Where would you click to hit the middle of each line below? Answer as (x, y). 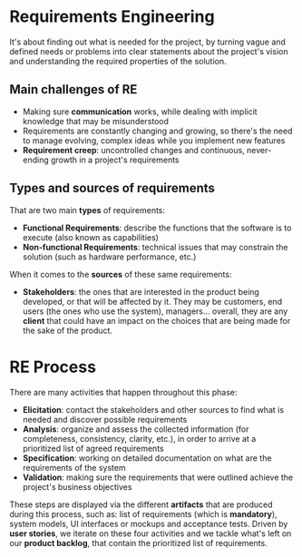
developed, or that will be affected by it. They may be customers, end (152, 301)
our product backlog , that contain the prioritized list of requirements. (138, 542)
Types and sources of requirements (112, 188)
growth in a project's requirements (115, 160)
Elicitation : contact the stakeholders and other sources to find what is (153, 409)
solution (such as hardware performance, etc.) (109, 257)
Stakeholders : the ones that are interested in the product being (141, 291)
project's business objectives (77, 486)
